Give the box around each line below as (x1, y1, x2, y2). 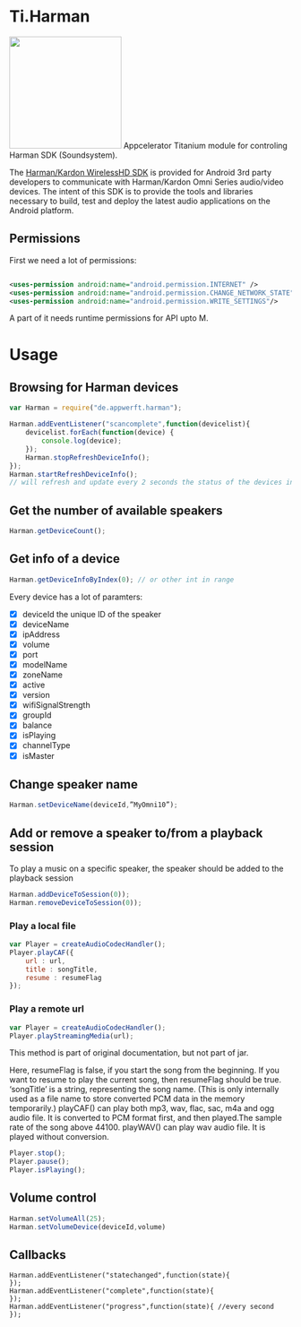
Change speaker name (9, 777, 139, 792)
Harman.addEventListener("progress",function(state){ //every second (9, 1302, 275, 1312)
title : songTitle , (25, 965, 99, 974)
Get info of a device (9, 551, 121, 566)
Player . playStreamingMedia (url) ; (9, 1031, 134, 1040)
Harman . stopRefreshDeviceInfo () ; (25, 452, 150, 462)
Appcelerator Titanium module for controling (123, 140, 288, 151)
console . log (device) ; (41, 436, 123, 445)
